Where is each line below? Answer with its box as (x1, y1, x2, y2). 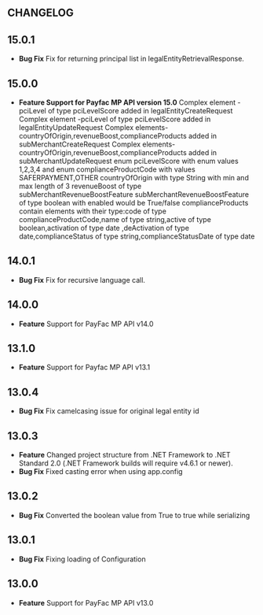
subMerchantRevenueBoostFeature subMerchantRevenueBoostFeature (18, 190, 249, 199)
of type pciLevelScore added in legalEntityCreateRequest (47, 106, 233, 116)
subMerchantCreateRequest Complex (18, 139, 141, 149)
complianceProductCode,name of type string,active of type (18, 215, 211, 224)
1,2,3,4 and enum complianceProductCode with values (18, 165, 195, 174)
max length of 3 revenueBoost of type (18, 181, 142, 191)
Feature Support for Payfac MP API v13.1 (18, 362, 151, 372)
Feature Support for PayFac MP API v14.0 (18, 319, 154, 328)
